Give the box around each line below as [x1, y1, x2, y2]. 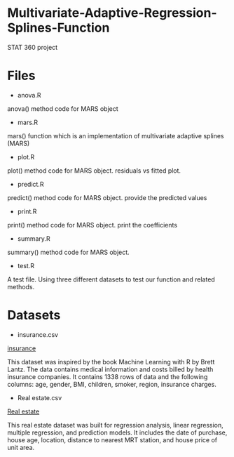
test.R [17, 261, 35, 270]
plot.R [17, 152, 35, 161]
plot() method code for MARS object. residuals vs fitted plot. [7, 166, 181, 175]
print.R [17, 207, 37, 216]
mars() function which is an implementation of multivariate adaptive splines [7, 131, 224, 140]
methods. [7, 282, 35, 291]
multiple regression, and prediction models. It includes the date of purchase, [7, 428, 228, 437]
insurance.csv [17, 330, 58, 338]
